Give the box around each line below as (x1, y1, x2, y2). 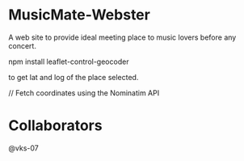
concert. (8, 40, 36, 50)
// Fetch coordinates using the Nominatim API (8, 87, 160, 98)
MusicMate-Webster (8, 6, 151, 24)
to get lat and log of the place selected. (8, 72, 139, 82)
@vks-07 (8, 143, 39, 153)
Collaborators (8, 117, 103, 135)
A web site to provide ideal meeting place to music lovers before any (8, 32, 237, 42)
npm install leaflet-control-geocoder (8, 57, 129, 66)
